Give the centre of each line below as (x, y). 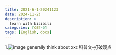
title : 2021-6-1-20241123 (32, 10)
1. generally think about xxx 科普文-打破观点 (58, 47)
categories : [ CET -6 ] (26, 28)
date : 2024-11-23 (23, 14)
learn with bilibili (31, 23)
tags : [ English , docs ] (28, 32)
